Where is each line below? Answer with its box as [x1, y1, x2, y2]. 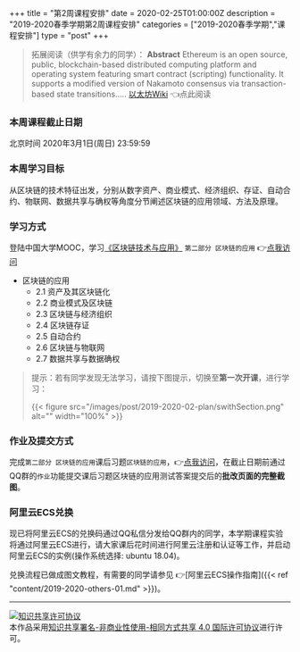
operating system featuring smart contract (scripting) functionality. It [30, 69, 284, 79]
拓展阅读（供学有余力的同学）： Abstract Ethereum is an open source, [30, 49, 288, 60]
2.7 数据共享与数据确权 [35, 353, 121, 364]
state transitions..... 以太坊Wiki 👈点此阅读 [56, 88, 212, 99]
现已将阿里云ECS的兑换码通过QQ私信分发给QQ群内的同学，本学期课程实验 [9, 528, 284, 539]
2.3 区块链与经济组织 [35, 308, 113, 319]
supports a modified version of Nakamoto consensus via [30, 79, 239, 88]
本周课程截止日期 [9, 115, 83, 128]
